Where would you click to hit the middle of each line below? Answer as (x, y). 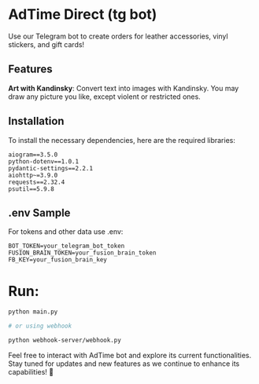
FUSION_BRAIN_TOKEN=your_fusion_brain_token (82, 253)
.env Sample (39, 212)
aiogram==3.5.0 (33, 155)
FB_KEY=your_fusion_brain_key (58, 260)
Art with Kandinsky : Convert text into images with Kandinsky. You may (124, 88)
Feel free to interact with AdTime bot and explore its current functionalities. (130, 355)
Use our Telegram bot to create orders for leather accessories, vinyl (118, 36)
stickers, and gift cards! (46, 44)
